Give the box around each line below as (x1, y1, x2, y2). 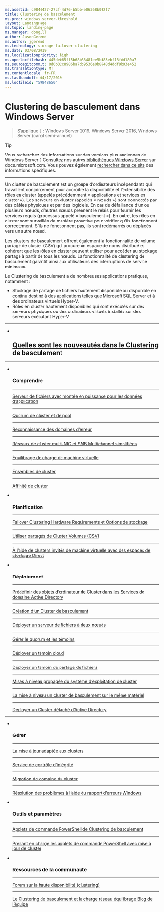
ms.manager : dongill (5, 30, 47, 35)
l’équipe (12, 901, 28, 907)
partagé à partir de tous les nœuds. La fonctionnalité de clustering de (5, 253, 145, 259)
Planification (12, 503, 43, 510)
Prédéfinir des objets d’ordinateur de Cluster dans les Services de (12, 589, 145, 595)
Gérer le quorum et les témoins (12, 636, 75, 642)
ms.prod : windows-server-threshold (5, 16, 78, 21)
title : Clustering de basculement (5, 12, 76, 17)
